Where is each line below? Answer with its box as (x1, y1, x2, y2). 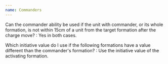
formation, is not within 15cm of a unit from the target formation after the (5, 26, 156, 33)
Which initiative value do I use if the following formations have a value (5, 42, 151, 48)
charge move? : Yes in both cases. (5, 32, 77, 38)
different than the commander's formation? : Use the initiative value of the (5, 47, 159, 53)
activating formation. (5, 53, 49, 59)
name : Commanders (5, 7, 42, 13)
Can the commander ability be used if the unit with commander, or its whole (5, 21, 163, 27)
